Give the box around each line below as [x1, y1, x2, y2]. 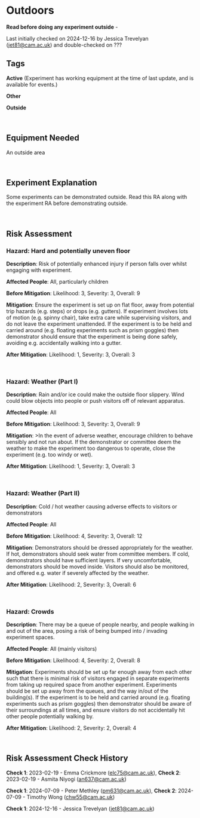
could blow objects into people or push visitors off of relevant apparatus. [6, 397, 185, 405]
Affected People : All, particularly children [6, 278, 109, 286]
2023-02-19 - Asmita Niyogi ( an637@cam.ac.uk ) [6, 775, 127, 783]
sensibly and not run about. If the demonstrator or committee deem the [6, 439, 181, 446]
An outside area [6, 149, 45, 156]
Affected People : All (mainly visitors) [6, 645, 97, 652]
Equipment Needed [6, 133, 79, 143]
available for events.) [6, 81, 58, 88]
